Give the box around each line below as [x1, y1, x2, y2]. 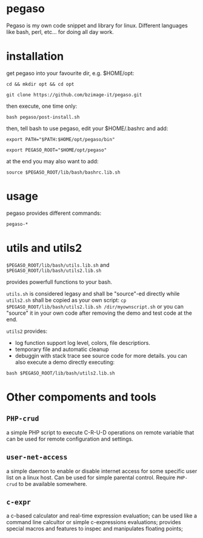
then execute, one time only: [6, 102, 78, 110]
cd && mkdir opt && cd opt [6, 81, 75, 87]
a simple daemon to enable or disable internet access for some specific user [6, 467, 198, 474]
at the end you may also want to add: [6, 157, 99, 165]
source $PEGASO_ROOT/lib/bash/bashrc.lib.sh [6, 169, 121, 176]
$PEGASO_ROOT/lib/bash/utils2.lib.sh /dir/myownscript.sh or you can [6, 303, 184, 310]
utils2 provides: [6, 327, 48, 335]
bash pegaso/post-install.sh [6, 114, 80, 120]
